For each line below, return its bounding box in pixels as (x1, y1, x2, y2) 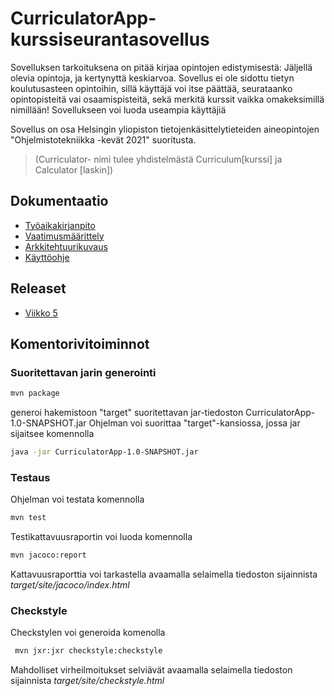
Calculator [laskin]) (34, 163, 114, 176)
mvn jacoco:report (10, 550, 87, 561)
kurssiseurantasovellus (10, 28, 210, 51)
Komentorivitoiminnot (10, 335, 150, 352)
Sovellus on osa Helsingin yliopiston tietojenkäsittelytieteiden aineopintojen (10, 123, 320, 135)
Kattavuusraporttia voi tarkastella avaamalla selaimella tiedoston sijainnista (10, 568, 318, 581)
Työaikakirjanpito (24, 219, 96, 231)
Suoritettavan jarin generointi (10, 365, 157, 379)
